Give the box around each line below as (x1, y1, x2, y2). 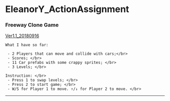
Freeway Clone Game (5, 22, 59, 29)
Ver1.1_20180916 (5, 33, 39, 39)
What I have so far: (5, 43, 49, 48)
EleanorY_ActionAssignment (5, 4, 130, 15)
